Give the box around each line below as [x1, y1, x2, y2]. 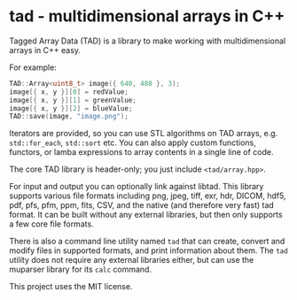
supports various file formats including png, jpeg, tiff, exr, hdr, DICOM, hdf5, [9, 190, 286, 201]
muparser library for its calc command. [9, 264, 152, 275]
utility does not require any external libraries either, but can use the [9, 255, 254, 265]
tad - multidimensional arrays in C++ [9, 6, 285, 27]
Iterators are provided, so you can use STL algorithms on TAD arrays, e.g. [9, 128, 278, 139]
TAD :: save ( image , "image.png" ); [9, 112, 129, 121]
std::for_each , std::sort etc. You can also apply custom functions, [9, 137, 256, 148]
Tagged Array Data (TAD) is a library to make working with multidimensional [9, 35, 286, 46]
